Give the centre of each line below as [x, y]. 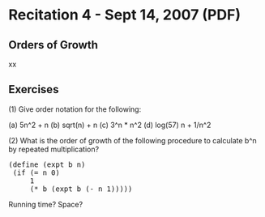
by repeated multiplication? [54, 149]
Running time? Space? [46, 204]
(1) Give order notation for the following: [75, 109]
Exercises [34, 89]
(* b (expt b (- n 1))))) [81, 189]
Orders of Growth [53, 45]
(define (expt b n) [47, 164]
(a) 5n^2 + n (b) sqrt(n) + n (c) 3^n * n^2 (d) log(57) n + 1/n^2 [110, 125]
